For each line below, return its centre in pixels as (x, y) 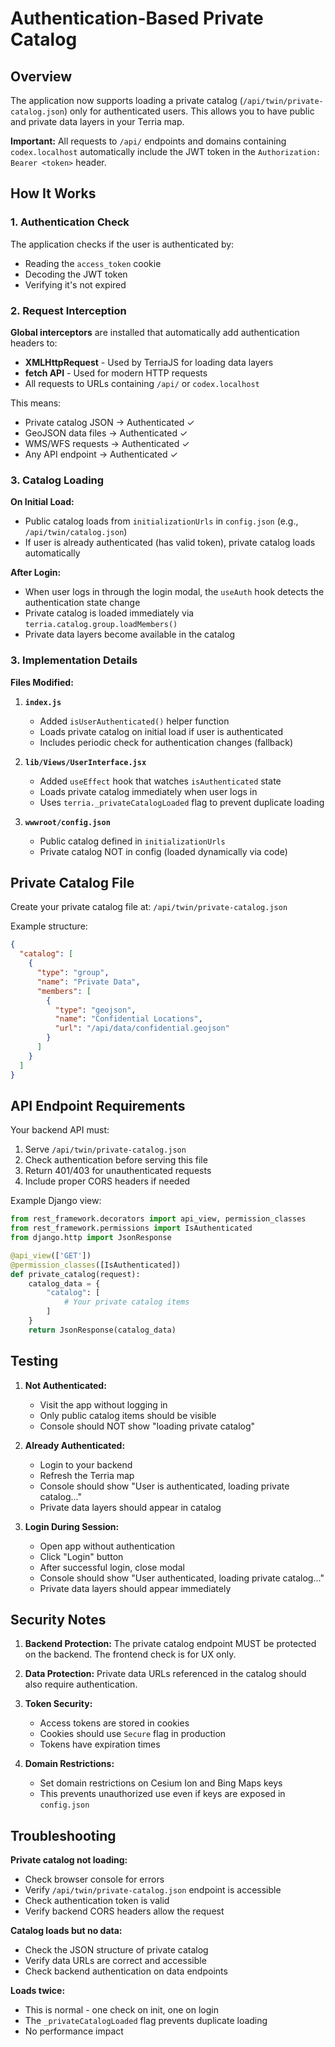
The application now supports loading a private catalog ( (126, 100)
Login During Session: (72, 1526)
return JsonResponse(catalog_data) (102, 1330)
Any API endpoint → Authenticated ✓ (101, 454)
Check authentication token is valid (97, 1901)
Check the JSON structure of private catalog (116, 1950)
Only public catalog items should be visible (128, 1415)
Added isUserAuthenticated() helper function (134, 721)
